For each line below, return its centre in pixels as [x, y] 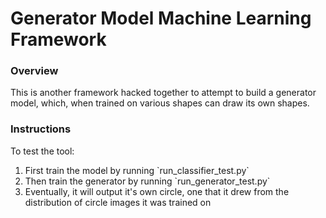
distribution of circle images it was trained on [118, 202]
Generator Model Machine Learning [161, 18]
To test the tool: [42, 151]
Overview [34, 71]
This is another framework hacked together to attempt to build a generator [163, 93]
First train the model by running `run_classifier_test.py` [137, 170]
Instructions [41, 129]
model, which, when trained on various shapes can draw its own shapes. [160, 103]
